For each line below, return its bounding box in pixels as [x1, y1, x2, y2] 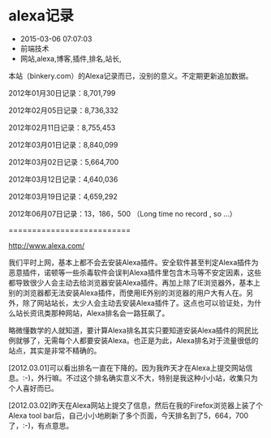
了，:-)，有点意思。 [8, 420, 74, 430]
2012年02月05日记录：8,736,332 [8, 105, 119, 115]
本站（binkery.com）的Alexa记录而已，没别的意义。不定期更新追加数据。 [8, 71, 253, 80]
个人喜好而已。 [8, 383, 58, 393]
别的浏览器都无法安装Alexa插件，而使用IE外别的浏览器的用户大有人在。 [8, 288, 247, 298]
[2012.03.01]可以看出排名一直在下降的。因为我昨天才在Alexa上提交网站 [8, 363, 246, 372]
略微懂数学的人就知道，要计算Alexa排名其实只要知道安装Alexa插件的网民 [8, 325, 252, 335]
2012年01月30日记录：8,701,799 [8, 88, 116, 97]
